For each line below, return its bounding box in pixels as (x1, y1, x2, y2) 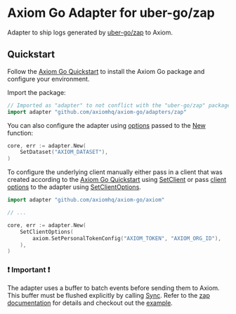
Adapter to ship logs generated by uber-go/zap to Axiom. (7, 28, 173, 37)
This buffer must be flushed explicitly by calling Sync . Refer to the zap (7, 291, 211, 299)
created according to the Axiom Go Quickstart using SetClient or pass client (7, 176, 227, 184)
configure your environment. (7, 74, 90, 83)
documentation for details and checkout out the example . (7, 299, 173, 307)
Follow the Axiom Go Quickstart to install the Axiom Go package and (7, 67, 205, 75)
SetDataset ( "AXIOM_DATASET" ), (20, 149, 109, 156)
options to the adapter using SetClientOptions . (7, 183, 142, 191)
